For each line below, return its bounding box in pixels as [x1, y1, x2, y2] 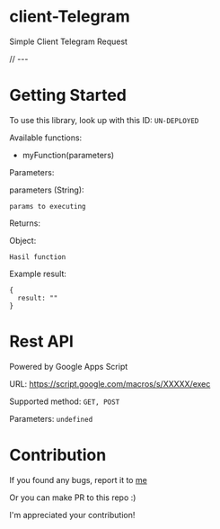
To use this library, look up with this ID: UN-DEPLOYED [9, 114, 199, 125]
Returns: [9, 218, 41, 229]
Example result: [9, 268, 67, 279]
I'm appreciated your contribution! [9, 509, 136, 520]
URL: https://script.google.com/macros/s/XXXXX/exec [9, 378, 211, 389]
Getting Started [9, 85, 128, 105]
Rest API [9, 331, 75, 352]
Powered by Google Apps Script [9, 361, 128, 372]
